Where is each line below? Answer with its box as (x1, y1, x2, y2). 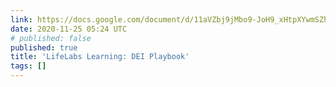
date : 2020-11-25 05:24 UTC (10, 24, 128, 34)
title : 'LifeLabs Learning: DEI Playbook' (10, 52, 190, 62)
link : (10, 14, 33, 25)
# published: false (10, 33, 92, 43)
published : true (10, 42, 78, 53)
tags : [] (10, 61, 47, 71)
